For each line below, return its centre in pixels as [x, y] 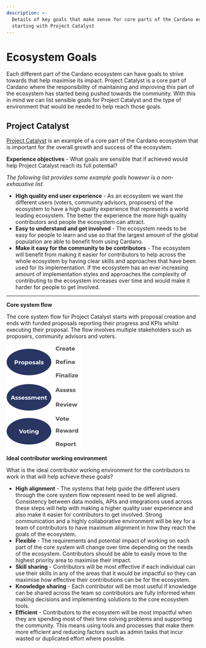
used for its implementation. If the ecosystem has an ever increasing [101, 268]
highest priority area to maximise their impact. [73, 560]
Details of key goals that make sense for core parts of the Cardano [102, 19]
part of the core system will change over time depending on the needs [104, 547]
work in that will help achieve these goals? [60, 477]
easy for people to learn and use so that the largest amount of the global [107, 235]
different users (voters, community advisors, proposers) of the [94, 202]
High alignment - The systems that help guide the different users [98, 488]
